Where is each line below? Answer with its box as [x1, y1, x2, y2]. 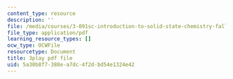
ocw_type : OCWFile [7, 42, 60, 49]
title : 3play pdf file [7, 55, 73, 62]
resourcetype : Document [7, 49, 76, 56]
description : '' [7, 16, 54, 23]
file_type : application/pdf [7, 29, 89, 36]
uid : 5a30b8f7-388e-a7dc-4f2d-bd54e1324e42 [7, 61, 135, 68]
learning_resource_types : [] [7, 36, 92, 43]
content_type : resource [7, 10, 76, 17]
